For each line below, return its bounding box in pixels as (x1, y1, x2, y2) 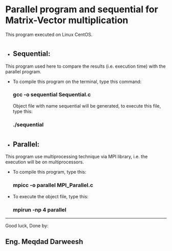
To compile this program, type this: (12, 169, 87, 175)
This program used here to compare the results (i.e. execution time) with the (5, 63, 166, 69)
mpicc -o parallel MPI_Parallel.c (12, 182, 94, 189)
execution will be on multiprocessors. (5, 159, 84, 165)
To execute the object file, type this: (12, 193, 89, 199)
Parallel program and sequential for (5, 4, 159, 15)
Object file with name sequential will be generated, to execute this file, (12, 102, 161, 109)
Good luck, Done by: (5, 222, 49, 228)
